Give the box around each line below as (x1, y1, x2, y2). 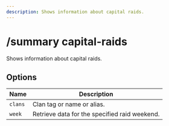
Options (6, 72, 37, 82)
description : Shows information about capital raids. (6, 8, 145, 15)
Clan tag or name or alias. (32, 100, 105, 109)
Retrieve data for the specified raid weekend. (32, 110, 160, 118)
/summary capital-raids (6, 34, 128, 48)
